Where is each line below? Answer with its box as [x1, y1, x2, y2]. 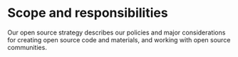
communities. [7, 43, 48, 51]
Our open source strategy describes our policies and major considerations [7, 28, 226, 37]
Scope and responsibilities [7, 5, 169, 21]
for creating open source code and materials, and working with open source [7, 35, 231, 44]
